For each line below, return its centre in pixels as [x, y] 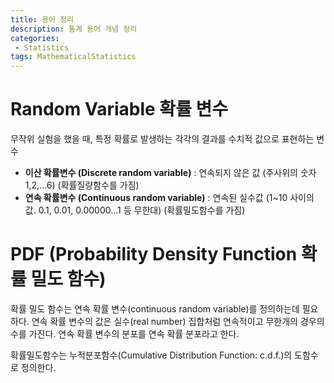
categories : [35, 38]
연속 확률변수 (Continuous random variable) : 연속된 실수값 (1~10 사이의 [169, 198]
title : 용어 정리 [42, 19]
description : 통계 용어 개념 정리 [74, 29]
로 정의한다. [33, 367]
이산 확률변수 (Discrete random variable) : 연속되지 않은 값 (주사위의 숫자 [170, 173]
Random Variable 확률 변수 [119, 109]
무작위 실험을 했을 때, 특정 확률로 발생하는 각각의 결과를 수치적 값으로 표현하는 [162, 139]
